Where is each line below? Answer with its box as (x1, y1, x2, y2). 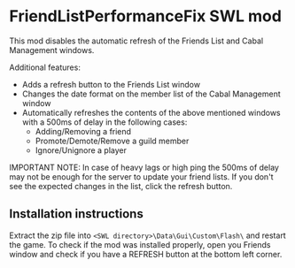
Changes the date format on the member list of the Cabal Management (21, 88, 281, 99)
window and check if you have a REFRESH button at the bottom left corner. (9, 249, 283, 259)
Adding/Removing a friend (35, 126, 131, 136)
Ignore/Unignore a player (35, 144, 127, 156)
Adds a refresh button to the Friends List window (21, 79, 201, 89)
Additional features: (9, 62, 82, 73)
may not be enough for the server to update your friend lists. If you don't (9, 171, 274, 182)
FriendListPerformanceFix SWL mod (9, 6, 282, 27)
